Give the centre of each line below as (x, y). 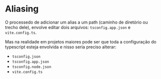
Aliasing (22, 9)
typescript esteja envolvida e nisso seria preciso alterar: (61, 47)
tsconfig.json (26, 56)
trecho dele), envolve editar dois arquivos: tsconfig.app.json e (68, 27)
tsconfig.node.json (32, 67)
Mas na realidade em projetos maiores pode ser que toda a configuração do (81, 41)
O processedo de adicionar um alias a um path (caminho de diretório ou (77, 22)
